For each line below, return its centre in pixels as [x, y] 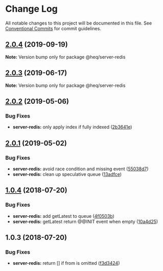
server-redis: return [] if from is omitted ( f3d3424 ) [66, 263]
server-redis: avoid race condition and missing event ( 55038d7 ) [81, 169]
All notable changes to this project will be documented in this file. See [79, 23]
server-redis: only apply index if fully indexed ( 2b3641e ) [72, 127]
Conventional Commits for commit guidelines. [53, 28]
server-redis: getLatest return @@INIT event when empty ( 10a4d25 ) [85, 221]
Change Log [31, 9]
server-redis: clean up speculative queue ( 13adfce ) [67, 174]
